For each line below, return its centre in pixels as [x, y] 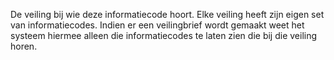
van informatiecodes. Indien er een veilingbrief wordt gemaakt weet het [157, 25]
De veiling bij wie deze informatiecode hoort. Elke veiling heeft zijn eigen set [167, 14]
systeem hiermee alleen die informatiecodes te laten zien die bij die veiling [164, 35]
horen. [24, 46]
